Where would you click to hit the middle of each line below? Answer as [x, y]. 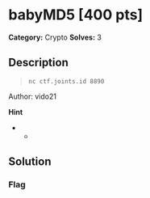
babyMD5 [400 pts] [76, 15]
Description [38, 63]
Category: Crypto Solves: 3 [55, 37]
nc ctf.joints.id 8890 [66, 81]
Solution [30, 162]
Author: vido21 [32, 96]
